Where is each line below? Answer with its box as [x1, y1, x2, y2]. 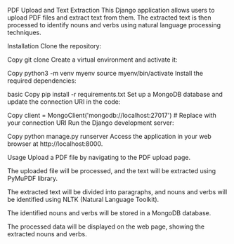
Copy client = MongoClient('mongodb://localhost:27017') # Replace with [7, 111, 216, 119]
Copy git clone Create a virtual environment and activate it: [7, 55, 178, 64]
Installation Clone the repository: [7, 42, 102, 50]
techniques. [7, 28, 41, 36]
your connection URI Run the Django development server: [7, 118, 174, 127]
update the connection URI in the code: [7, 97, 121, 106]
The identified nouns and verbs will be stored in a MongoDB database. [7, 209, 212, 217]
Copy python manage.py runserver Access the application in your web [7, 133, 212, 140]
